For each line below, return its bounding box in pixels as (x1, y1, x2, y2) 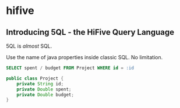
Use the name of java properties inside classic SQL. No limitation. (6, 54, 163, 60)
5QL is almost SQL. (6, 42, 52, 49)
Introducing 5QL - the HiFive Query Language (6, 27, 175, 37)
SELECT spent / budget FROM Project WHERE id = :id (6, 65, 134, 71)
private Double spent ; (16, 86, 72, 92)
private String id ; (16, 81, 64, 87)
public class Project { (6, 75, 64, 81)
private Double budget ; (16, 92, 75, 98)
